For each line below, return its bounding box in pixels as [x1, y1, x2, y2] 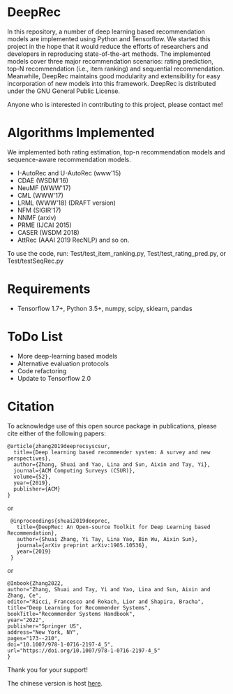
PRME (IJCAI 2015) [17, 221, 72, 229]
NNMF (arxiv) [17, 213, 57, 222]
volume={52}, [13, 473, 52, 480]
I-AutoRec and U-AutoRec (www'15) [17, 168, 121, 177]
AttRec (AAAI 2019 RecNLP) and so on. [17, 236, 130, 244]
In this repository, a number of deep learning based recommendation [7, 27, 206, 36]
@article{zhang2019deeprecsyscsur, [7, 442, 111, 449]
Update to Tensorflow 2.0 [17, 374, 91, 382]
